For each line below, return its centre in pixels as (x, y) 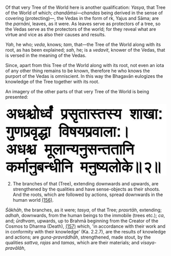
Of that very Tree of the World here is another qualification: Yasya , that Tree (85, 7)
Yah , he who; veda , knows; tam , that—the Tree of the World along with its (83, 45)
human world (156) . (33, 200)
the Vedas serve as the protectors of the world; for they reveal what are (81, 29)
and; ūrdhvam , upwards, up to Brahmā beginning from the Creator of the (82, 221)
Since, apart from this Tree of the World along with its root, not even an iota (85, 65)
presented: (17, 97)
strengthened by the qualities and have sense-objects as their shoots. (86, 189)
